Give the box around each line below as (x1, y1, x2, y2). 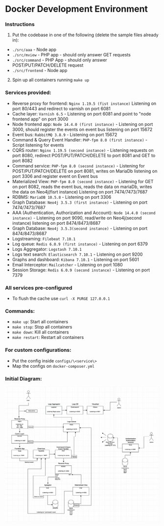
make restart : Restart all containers (12, 335, 84, 340)
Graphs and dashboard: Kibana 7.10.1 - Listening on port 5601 (12, 256, 140, 263)
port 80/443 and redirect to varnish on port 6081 (12, 105, 111, 111)
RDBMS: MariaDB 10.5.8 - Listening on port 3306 (12, 194, 112, 200)
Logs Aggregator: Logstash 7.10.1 (12, 246, 82, 252)
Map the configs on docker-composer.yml (12, 363, 94, 369)
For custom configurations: (5, 347, 71, 354)
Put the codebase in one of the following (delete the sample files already (12, 32, 159, 38)
